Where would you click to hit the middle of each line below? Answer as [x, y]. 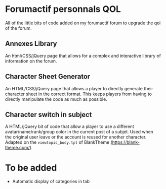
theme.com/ [18, 148]
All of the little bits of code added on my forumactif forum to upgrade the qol [83, 23]
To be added [31, 168]
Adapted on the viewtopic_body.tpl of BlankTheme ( [59, 142]
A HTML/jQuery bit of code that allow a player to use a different [70, 126]
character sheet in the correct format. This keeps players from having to [79, 94]
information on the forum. [31, 61]
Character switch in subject [49, 114]
